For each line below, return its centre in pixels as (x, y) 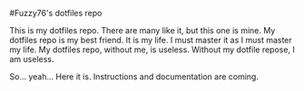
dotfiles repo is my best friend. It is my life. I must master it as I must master (151, 40)
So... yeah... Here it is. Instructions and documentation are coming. (134, 77)
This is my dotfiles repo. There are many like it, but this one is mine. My (142, 30)
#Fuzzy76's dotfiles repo (56, 13)
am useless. (32, 59)
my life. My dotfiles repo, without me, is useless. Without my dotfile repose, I (152, 50)
